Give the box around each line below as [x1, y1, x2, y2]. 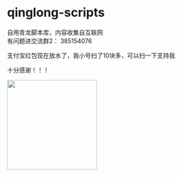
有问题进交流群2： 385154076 [7, 36, 92, 45]
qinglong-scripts [7, 5, 105, 21]
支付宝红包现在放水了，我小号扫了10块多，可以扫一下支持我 [7, 51, 176, 59]
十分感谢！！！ [7, 66, 49, 74]
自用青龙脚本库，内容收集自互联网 [7, 28, 103, 36]
